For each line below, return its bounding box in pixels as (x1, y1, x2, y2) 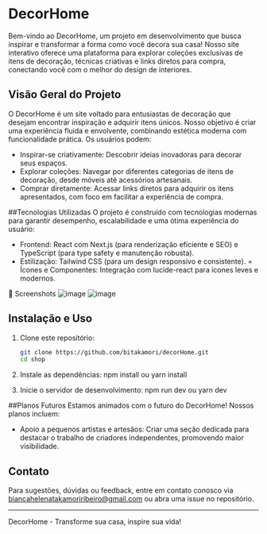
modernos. (19, 273, 56, 283)
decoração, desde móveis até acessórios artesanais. (19, 175, 193, 184)
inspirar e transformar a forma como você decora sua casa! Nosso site (8, 39, 240, 48)
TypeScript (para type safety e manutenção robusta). (19, 248, 195, 257)
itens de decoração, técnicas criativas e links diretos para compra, (8, 56, 226, 66)
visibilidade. (19, 442, 60, 451)
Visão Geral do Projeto (8, 88, 122, 102)
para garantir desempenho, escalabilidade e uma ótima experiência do (8, 215, 239, 225)
